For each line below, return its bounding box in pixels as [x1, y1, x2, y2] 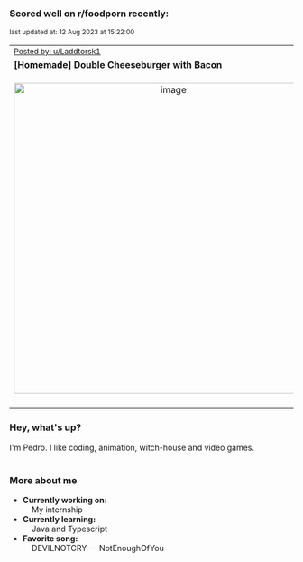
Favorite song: [22, 532, 78, 544]
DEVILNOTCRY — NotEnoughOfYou [31, 542, 165, 553]
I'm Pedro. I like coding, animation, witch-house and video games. [9, 442, 255, 453]
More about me [9, 473, 78, 486]
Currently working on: [22, 494, 107, 505]
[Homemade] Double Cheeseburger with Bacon [14, 59, 223, 71]
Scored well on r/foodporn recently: [9, 7, 170, 20]
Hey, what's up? [9, 421, 82, 434]
